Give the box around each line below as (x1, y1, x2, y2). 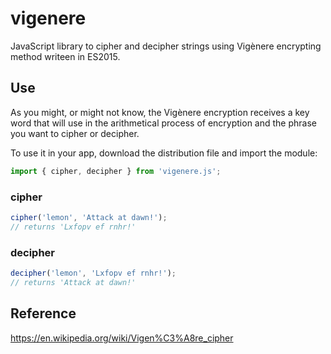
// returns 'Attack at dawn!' (10, 277, 137, 287)
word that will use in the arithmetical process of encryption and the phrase (10, 117, 317, 129)
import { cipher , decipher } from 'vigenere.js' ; (10, 166, 222, 176)
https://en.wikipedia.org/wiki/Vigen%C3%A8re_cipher (10, 332, 234, 344)
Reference (10, 305, 77, 322)
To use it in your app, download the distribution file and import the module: (10, 147, 318, 159)
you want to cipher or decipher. (10, 127, 140, 139)
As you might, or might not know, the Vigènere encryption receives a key (10, 106, 310, 118)
